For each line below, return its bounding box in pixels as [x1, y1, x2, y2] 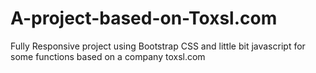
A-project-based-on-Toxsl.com [10, 7, 278, 30]
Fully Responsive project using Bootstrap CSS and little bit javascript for [10, 40, 306, 52]
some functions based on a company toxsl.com [10, 50, 206, 62]
